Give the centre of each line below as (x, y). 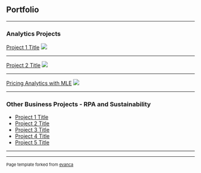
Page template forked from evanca (40, 165)
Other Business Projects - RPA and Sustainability (79, 104)
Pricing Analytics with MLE (39, 84)
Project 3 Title (32, 130)
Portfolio (23, 10)
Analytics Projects (33, 33)
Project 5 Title (32, 143)
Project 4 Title (32, 136)
